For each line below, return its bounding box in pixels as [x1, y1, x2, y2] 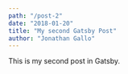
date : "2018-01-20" [8, 19, 74, 27]
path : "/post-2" [8, 11, 63, 20]
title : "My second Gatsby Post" [8, 27, 117, 35]
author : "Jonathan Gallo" [8, 34, 95, 43]
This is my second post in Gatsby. [8, 56, 121, 66]
